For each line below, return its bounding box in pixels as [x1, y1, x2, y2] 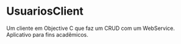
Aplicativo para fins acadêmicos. [6, 31, 88, 38]
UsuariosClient [6, 4, 84, 18]
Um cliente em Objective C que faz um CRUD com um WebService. [6, 24, 175, 32]
